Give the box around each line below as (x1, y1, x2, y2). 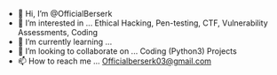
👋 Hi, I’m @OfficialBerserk (17, 9, 113, 19)
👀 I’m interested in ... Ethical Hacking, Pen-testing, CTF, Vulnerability (17, 18, 268, 28)
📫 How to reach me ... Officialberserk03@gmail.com (17, 56, 211, 66)
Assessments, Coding (17, 27, 99, 37)
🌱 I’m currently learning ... (17, 36, 113, 47)
